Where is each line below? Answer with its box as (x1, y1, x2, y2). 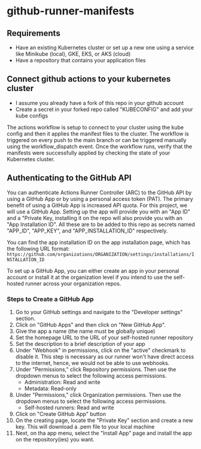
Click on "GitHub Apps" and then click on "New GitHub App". (15, 321, 166, 328)
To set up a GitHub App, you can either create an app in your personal (7, 267, 179, 274)
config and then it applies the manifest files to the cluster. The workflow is (7, 130, 189, 137)
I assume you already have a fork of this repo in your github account (15, 99, 184, 106)
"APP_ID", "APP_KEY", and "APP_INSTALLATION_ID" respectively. (7, 227, 168, 234)
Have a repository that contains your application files (15, 57, 146, 64)
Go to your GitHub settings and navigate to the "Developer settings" (15, 308, 183, 315)
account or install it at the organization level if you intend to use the (7, 273, 172, 281)
